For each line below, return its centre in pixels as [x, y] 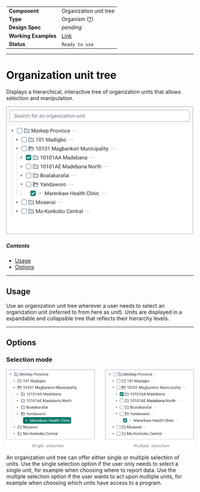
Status [17, 44]
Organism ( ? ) [78, 19]
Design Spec [25, 27]
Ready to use [78, 44]
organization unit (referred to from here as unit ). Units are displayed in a [94, 312]
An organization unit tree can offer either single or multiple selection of [93, 457]
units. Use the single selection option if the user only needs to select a [92, 464]
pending [72, 27]
